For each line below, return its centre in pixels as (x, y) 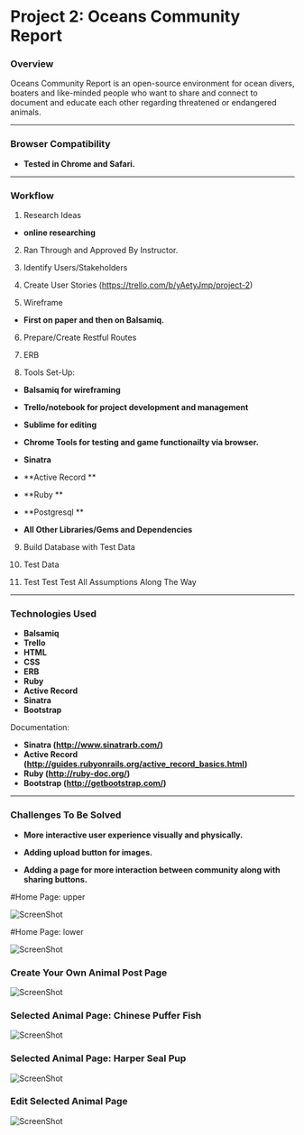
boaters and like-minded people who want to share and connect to (134, 93)
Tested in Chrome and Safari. (79, 163)
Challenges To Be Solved (66, 815)
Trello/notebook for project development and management (136, 407)
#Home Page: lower (47, 931)
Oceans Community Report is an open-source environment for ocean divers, (152, 84)
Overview (32, 64)
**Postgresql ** (54, 512)
